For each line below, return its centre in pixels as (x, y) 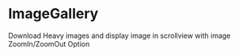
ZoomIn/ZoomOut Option (49, 43)
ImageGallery (53, 14)
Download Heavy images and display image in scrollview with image (119, 35)
